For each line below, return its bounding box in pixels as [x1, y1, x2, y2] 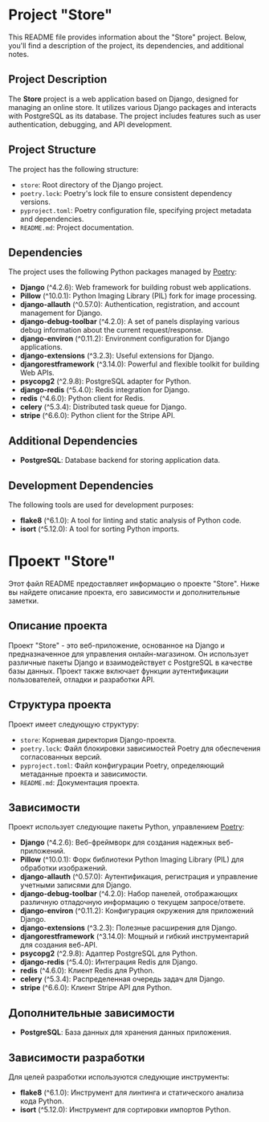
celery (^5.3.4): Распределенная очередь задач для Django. [19, 974, 225, 984]
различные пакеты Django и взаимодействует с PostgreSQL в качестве [8, 657, 253, 667]
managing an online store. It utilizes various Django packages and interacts [8, 102, 257, 112]
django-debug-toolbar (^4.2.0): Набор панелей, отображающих [19, 889, 238, 899]
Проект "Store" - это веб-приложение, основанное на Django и [8, 641, 225, 650]
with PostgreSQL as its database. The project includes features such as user [8, 111, 261, 121]
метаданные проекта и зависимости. [19, 769, 149, 779]
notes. [8, 49, 30, 59]
